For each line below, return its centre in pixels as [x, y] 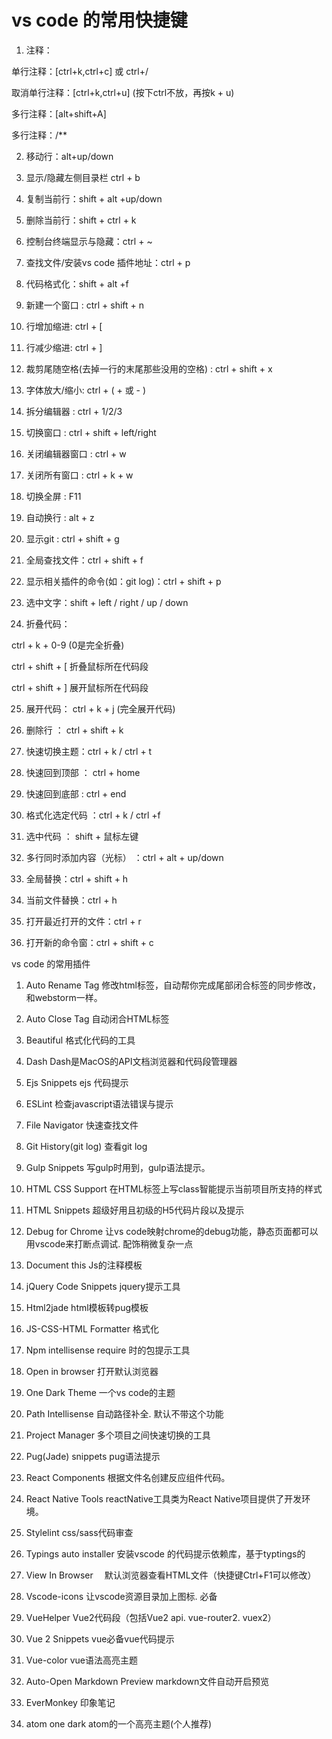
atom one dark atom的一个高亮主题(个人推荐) [119, 1723]
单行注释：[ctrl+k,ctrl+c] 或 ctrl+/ [80, 71]
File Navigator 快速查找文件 [82, 1125]
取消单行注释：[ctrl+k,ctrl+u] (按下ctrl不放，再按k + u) [123, 92]
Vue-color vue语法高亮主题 [82, 1660]
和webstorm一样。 [64, 997]
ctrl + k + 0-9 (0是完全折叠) [68, 645]
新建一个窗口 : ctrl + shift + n [85, 305]
